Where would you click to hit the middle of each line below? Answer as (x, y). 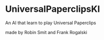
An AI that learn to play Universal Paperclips (51, 23)
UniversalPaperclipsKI (53, 9)
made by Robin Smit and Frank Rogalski (46, 32)
